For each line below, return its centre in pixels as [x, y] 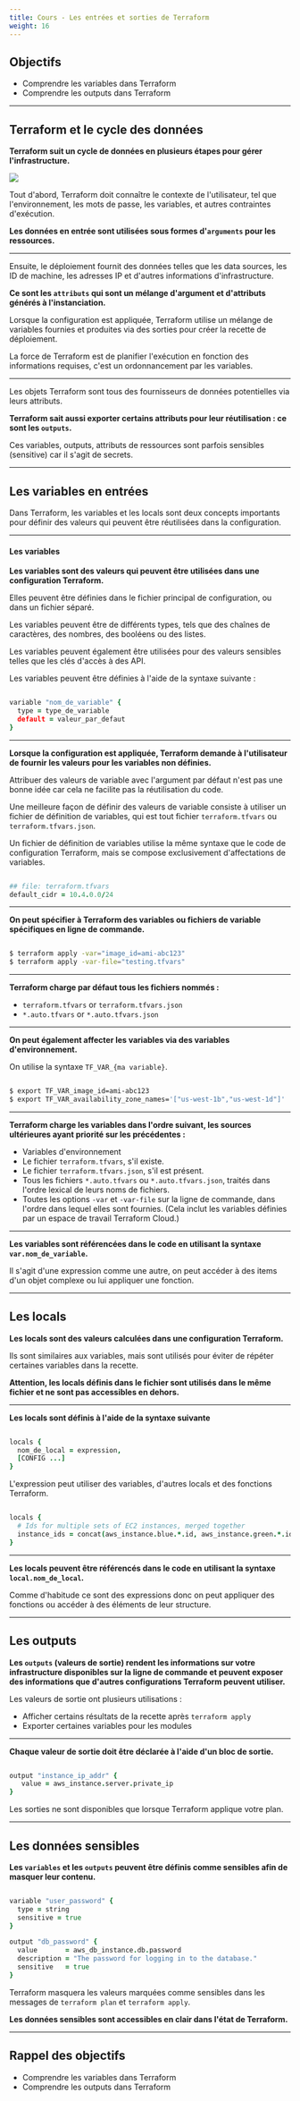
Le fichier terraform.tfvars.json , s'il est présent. [113, 1170]
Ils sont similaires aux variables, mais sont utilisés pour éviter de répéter [142, 1355]
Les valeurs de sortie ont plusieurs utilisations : [96, 1699]
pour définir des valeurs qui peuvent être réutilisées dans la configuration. [145, 522]
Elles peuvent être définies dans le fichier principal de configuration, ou [141, 598]
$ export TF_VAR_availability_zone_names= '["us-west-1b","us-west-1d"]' [147, 1100]
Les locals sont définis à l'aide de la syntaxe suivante [110, 1418]
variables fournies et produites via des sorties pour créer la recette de [137, 330]
